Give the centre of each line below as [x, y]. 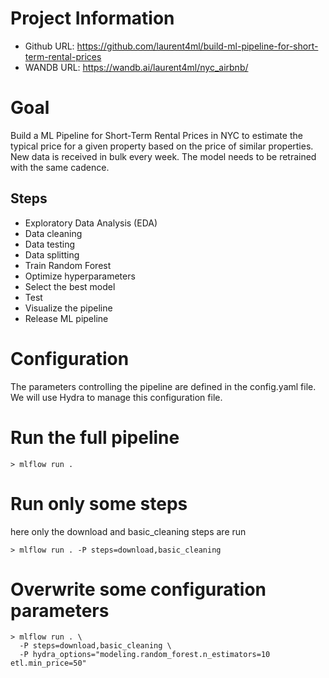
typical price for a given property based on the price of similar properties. [162, 146]
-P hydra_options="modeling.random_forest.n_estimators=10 [145, 655]
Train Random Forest [68, 265]
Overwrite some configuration [138, 589]
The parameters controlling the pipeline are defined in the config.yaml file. [163, 386]
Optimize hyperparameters [80, 276]
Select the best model [70, 286]
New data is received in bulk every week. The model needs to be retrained [163, 156]
